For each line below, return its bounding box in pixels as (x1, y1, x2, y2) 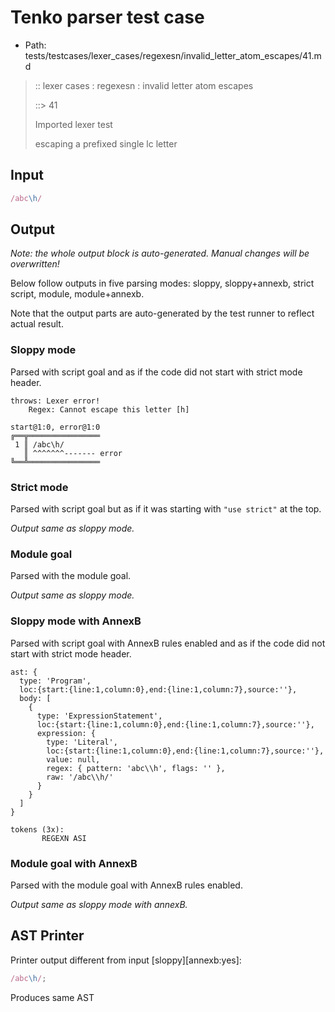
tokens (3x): (10, 824, 65, 835)
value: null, (46, 754, 101, 765)
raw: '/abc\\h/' (46, 772, 114, 782)
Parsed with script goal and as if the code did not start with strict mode (10, 366, 303, 378)
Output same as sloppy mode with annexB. (10, 898, 188, 910)
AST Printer (10, 927, 85, 945)
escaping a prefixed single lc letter (34, 137, 178, 150)
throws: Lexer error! (10, 396, 101, 406)
